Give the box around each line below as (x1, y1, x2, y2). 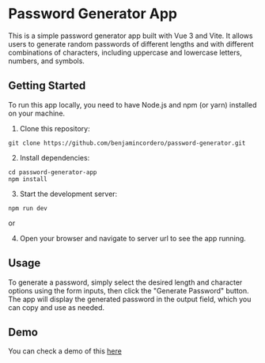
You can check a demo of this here (8, 346, 123, 356)
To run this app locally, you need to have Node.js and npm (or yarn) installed (8, 100, 257, 109)
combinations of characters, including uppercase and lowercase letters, (8, 47, 243, 57)
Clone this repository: (19, 123, 90, 133)
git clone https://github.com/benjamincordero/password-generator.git (8, 139, 246, 147)
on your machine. (8, 108, 66, 118)
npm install (8, 175, 47, 183)
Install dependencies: (19, 153, 90, 162)
